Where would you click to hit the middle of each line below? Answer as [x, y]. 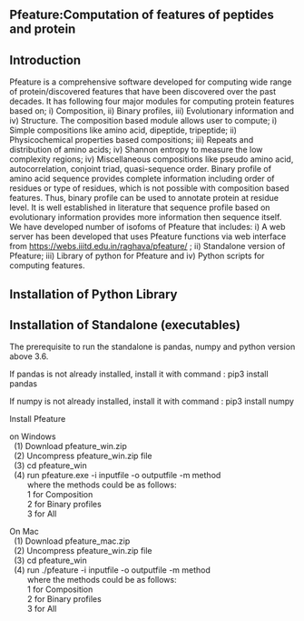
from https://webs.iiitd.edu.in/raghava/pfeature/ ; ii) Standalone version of [147, 246]
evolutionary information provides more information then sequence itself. [146, 217]
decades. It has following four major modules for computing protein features [152, 101]
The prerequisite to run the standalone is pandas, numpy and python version [152, 347]
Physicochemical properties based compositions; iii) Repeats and [132, 140]
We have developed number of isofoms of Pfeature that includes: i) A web [147, 227]
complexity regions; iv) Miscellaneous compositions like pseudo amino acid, [152, 159]
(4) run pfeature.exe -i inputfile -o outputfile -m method [117, 476]
